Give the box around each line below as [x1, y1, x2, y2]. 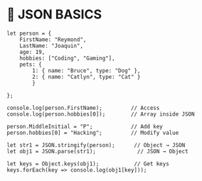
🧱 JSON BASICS [6, 6, 102, 23]
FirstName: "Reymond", [19, 35, 87, 43]
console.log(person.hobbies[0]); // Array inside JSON [6, 110, 195, 118]
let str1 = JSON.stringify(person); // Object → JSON [6, 141, 186, 148]
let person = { [6, 30, 52, 37]
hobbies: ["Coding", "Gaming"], [19, 55, 115, 62]
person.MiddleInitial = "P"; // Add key [6, 123, 163, 130]
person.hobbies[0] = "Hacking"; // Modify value [6, 129, 179, 136]
